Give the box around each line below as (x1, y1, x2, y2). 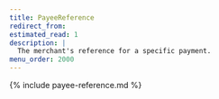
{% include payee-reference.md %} (9, 80, 142, 90)
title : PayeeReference (9, 13, 95, 22)
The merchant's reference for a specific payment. (17, 47, 212, 56)
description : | (9, 38, 67, 48)
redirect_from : (9, 22, 67, 31)
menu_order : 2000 (9, 55, 75, 64)
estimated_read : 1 (9, 30, 78, 39)
